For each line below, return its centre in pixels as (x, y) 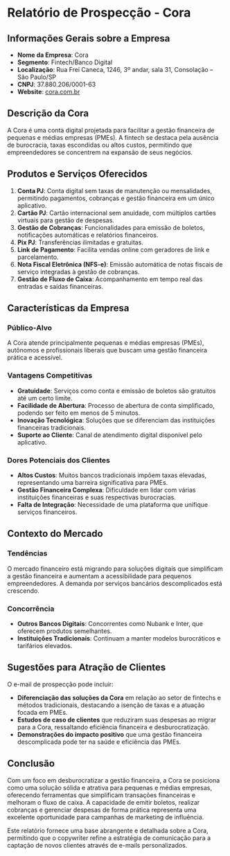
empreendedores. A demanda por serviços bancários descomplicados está (115, 583)
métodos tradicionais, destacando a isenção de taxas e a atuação (111, 705)
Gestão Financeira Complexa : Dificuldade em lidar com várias (106, 490)
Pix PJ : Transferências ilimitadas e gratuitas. (80, 242)
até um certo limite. (45, 398)
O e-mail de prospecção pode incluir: (60, 684)
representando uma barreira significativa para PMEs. (92, 482)
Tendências (27, 553)
